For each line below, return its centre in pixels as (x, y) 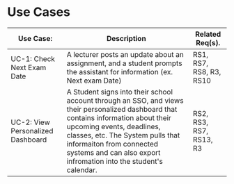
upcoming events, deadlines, (114, 126)
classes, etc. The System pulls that (123, 135)
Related (208, 34)
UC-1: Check (33, 58)
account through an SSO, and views (125, 100)
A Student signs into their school (119, 92)
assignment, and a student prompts (124, 63)
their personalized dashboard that (122, 109)
